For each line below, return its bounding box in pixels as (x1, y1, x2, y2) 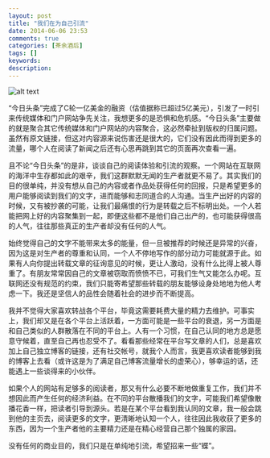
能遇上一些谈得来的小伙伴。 (8, 366, 100, 376)
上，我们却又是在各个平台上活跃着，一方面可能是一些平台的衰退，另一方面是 (8, 315, 262, 325)
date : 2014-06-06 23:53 (8, 27, 88, 35)
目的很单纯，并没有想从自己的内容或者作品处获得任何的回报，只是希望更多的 (8, 181, 262, 190)
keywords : (8, 57, 42, 65)
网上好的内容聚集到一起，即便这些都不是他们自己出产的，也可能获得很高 (22, 210, 262, 220)
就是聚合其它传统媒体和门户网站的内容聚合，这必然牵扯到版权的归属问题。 (14, 123, 262, 133)
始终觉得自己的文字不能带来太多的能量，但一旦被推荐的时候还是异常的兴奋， (8, 238, 262, 248)
